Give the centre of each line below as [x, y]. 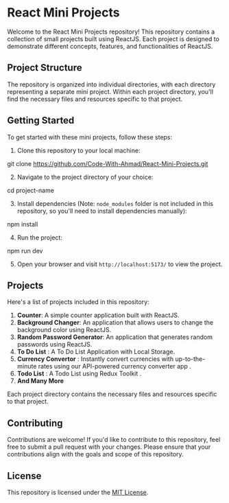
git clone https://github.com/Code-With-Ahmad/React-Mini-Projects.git [108, 163]
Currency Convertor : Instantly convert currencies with [95, 359]
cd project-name [31, 190]
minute [27, 366]
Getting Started [41, 120]
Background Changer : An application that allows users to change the [115, 323]
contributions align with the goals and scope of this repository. [95, 454]
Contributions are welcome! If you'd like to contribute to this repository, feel [114, 440]
